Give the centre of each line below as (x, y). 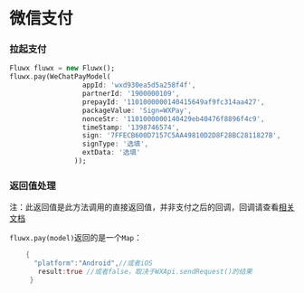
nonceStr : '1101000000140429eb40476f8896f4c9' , (173, 118)
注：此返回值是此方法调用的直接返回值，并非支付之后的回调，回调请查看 (144, 207)
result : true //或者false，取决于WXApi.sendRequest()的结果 (145, 272)
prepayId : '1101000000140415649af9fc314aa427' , (173, 102)
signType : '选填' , (115, 144)
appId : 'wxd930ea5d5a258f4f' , (139, 85)
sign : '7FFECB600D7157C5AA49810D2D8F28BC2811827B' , (181, 136)
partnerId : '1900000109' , (131, 94)
